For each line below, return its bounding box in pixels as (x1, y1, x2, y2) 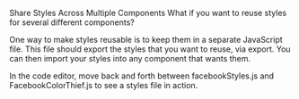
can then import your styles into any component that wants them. (9, 54, 251, 63)
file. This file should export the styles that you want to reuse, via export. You (9, 44, 291, 54)
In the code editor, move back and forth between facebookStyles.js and (9, 70, 275, 81)
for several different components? (9, 17, 135, 28)
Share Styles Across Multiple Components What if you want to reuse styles (9, 8, 287, 18)
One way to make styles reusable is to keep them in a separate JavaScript (9, 35, 283, 45)
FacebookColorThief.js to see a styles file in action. (9, 80, 198, 90)
